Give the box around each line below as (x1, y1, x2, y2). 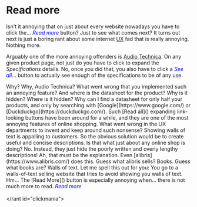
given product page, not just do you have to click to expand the (6, 59, 159, 66)
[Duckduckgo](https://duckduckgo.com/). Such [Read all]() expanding (6, 108, 176, 115)
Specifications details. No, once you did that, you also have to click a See (6, 65, 184, 72)
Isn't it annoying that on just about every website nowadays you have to (6, 23, 180, 30)
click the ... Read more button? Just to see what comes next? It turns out (6, 29, 181, 36)
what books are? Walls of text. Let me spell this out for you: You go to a (6, 164, 178, 171)
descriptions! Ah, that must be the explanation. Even (6, 151, 133, 158)
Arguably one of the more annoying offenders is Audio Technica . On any (6, 53, 182, 60)
